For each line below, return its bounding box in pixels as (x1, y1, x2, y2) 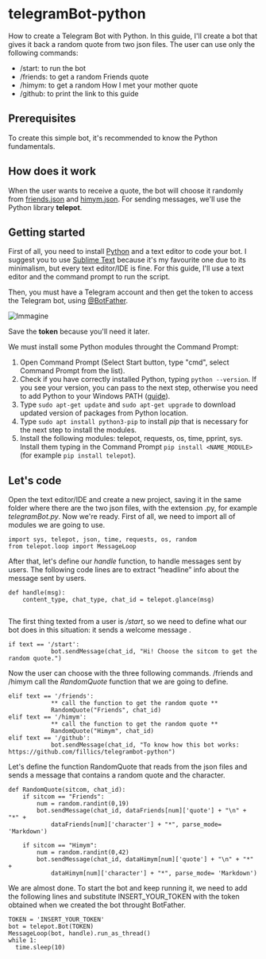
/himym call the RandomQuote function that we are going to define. (8, 677, 229, 687)
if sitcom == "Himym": (22, 841, 98, 850)
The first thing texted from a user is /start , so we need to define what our (8, 617, 248, 626)
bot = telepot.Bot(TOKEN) (8, 922, 94, 931)
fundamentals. (8, 141, 56, 151)
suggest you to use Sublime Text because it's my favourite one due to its (8, 255, 246, 265)
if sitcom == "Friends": (22, 793, 105, 801)
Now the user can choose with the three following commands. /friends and (8, 669, 253, 678)
